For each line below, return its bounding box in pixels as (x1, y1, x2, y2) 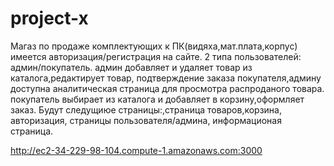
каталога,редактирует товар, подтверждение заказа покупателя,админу (10, 72, 322, 84)
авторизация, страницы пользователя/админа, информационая (10, 114, 282, 126)
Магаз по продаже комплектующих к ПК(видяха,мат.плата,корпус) (10, 40, 298, 52)
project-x (10, 7, 89, 30)
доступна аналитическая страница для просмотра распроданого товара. (10, 82, 325, 94)
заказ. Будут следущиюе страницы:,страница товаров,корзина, (10, 103, 282, 116)
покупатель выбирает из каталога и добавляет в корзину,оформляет (10, 93, 305, 105)
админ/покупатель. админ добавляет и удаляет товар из (10, 61, 253, 73)
